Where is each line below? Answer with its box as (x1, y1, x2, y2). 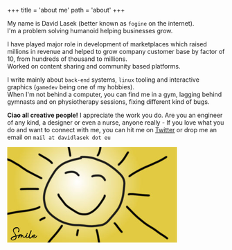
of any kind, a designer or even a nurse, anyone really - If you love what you (7, 118, 224, 127)
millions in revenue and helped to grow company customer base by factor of (7, 48, 225, 55)
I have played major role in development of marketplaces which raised (7, 40, 208, 48)
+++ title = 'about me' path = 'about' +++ (7, 6, 125, 14)
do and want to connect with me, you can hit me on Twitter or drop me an (7, 126, 217, 134)
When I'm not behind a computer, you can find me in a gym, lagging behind (7, 90, 222, 98)
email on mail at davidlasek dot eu (7, 133, 111, 141)
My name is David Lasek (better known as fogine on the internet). (7, 19, 195, 27)
